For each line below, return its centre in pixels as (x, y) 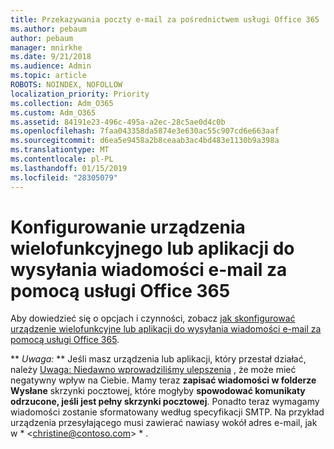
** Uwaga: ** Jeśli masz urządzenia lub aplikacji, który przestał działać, (158, 359)
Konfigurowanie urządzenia (128, 227)
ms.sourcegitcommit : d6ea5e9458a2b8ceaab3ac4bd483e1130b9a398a (145, 141)
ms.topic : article (48, 76)
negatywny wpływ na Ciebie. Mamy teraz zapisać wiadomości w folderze (163, 380)
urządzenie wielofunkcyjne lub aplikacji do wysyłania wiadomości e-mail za (166, 329)
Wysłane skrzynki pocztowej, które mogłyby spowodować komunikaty (158, 391)
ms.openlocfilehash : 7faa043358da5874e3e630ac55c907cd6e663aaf (145, 131)
